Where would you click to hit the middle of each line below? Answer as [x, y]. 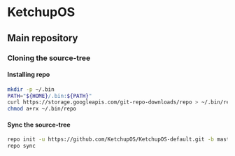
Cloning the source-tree [49, 58]
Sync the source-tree [39, 125]
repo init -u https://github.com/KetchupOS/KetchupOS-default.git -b [111, 140]
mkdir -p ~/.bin [31, 89]
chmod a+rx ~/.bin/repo [42, 109]
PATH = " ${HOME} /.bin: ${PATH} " [50, 96]
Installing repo [29, 75]
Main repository [43, 38]
